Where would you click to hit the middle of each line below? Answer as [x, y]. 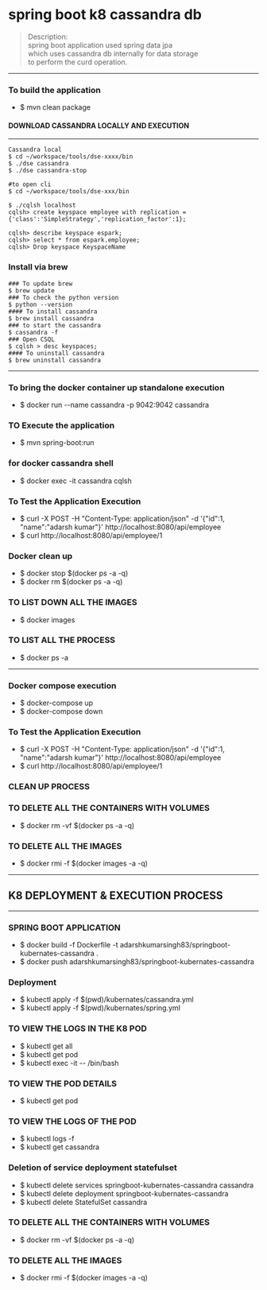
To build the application [54, 90]
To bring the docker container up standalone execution [116, 387]
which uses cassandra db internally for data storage [113, 53]
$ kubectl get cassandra [60, 1147]
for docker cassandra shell [61, 463]
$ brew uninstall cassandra [55, 360]
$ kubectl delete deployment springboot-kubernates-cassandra [124, 1193]
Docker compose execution [62, 685]
